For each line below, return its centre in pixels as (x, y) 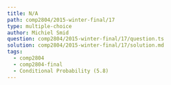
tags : (15, 52)
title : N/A (23, 13)
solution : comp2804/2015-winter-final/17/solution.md (86, 45)
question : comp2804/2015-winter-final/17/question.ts (86, 39)
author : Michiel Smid (38, 33)
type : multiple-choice (39, 26)
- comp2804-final (38, 64)
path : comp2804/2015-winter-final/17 (61, 20)
